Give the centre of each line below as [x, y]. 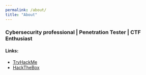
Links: [12, 51]
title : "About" [21, 15]
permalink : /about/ [26, 10]
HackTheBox [26, 67]
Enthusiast [19, 39]
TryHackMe [25, 62]
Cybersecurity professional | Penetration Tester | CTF [73, 32]
